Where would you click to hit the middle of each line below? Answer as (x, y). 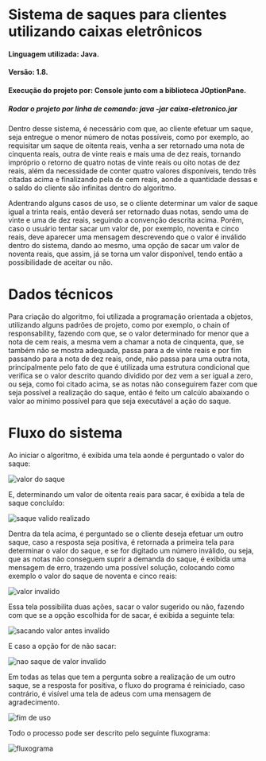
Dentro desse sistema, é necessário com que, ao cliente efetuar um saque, (131, 128)
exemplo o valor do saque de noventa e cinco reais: (93, 576)
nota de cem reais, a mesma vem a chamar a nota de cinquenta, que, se (126, 342)
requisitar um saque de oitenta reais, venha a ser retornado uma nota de (126, 146)
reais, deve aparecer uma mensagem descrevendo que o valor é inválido (127, 237)
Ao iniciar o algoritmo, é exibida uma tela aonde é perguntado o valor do (126, 455)
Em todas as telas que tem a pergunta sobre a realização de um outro (122, 677)
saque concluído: (37, 503)
